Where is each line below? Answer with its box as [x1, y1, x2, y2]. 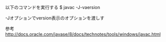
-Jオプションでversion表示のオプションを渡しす [5, 15, 104, 21]
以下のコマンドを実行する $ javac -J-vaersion [5, 4, 100, 10]
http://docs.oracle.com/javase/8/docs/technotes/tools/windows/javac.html [5, 31, 161, 37]
